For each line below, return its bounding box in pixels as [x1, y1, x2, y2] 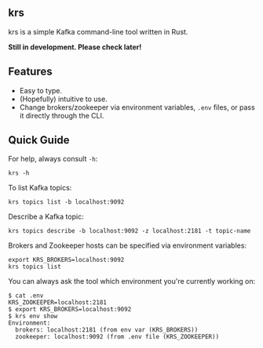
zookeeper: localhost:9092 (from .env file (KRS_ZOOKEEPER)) [15, 333, 220, 341]
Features [8, 65, 53, 78]
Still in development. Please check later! [8, 42, 142, 52]
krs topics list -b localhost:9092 [8, 198, 125, 206]
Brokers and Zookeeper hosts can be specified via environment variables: [8, 241, 247, 250]
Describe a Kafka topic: [8, 212, 84, 222]
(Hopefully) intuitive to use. [19, 94, 108, 103]
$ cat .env [8, 292, 44, 300]
